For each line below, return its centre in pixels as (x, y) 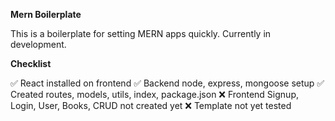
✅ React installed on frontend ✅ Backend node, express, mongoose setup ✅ (167, 83)
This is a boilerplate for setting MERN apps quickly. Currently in (141, 33)
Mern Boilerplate (46, 14)
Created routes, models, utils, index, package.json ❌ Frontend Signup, (154, 94)
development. (38, 44)
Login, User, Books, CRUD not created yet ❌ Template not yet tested (151, 105)
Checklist (31, 63)
